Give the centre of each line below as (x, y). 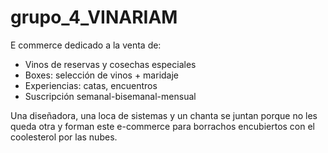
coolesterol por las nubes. (64, 137)
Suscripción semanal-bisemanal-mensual (110, 96)
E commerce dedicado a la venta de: (86, 45)
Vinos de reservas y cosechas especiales (110, 64)
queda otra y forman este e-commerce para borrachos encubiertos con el (163, 126)
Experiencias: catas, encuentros (91, 85)
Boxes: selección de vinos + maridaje (102, 75)
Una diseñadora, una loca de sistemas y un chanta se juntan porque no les (164, 115)
